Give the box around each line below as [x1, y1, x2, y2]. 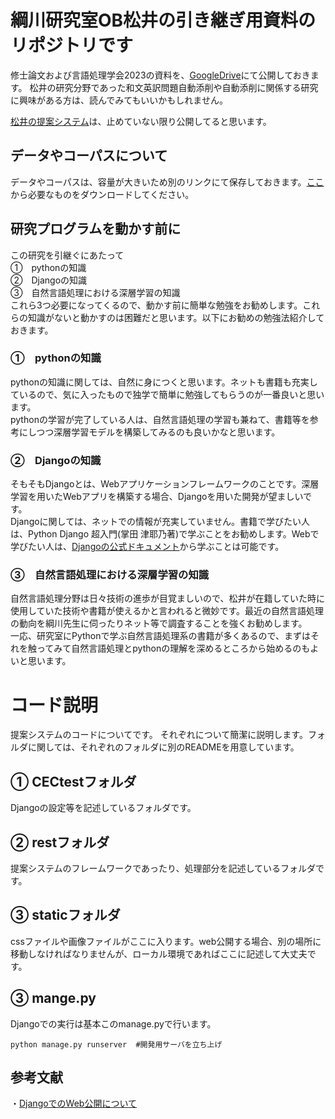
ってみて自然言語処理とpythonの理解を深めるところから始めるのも [36, 642, 311, 655]
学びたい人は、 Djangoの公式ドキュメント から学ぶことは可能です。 [10, 541, 285, 553]
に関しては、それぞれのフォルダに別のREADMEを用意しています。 [27, 741, 300, 753]
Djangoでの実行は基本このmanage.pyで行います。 [10, 1017, 217, 1030]
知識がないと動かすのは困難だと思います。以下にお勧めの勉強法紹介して [27, 311, 325, 323]
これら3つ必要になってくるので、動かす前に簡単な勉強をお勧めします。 [10, 299, 303, 311]
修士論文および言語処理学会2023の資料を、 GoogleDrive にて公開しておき [10, 69, 311, 81]
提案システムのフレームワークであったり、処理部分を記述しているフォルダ [10, 862, 317, 875]
